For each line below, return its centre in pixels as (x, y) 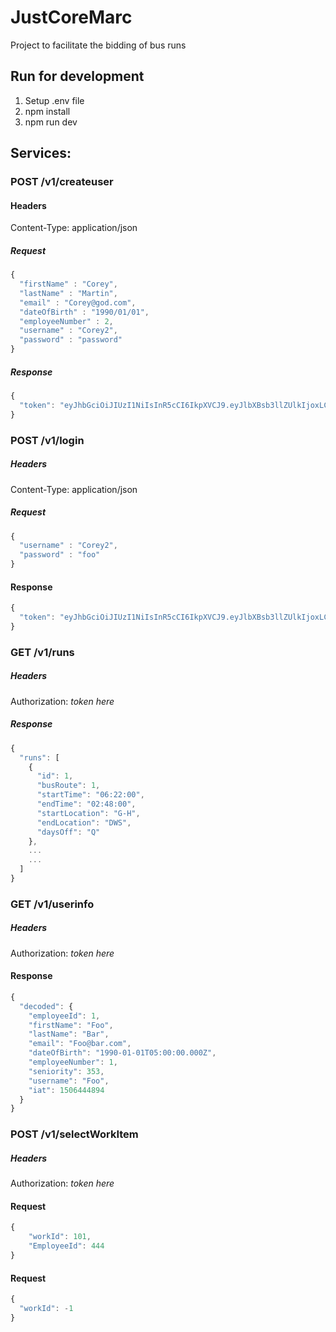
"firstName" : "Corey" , (68, 284)
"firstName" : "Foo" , (71, 1025)
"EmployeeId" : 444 (66, 1246)
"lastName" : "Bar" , (69, 1034)
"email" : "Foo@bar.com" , (80, 1044)
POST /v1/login (47, 440)
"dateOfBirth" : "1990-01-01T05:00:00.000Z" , (122, 1053)
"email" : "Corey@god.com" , (78, 302)
